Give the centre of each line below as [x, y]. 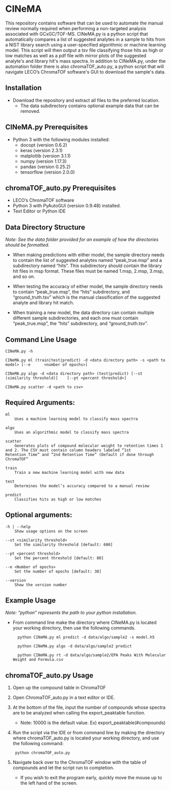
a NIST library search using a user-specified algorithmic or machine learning [86, 44]
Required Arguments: [40, 403]
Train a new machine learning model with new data [69, 472]
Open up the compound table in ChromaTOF [59, 688]
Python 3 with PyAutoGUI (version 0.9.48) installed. [67, 206]
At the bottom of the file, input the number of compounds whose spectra [89, 707]
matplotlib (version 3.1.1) [45, 156]
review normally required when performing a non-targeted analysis [76, 28]
